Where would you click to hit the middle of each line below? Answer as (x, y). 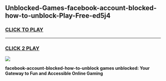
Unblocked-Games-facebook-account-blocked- (81, 8)
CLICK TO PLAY (24, 30)
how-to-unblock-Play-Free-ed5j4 (58, 16)
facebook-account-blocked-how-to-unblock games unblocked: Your (77, 68)
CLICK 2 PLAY (22, 48)
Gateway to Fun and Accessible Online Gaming (54, 73)
